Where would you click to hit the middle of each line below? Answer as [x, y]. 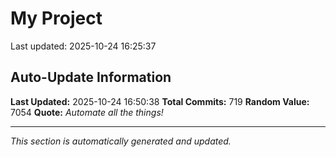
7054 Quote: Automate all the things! [87, 112]
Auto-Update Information [91, 77]
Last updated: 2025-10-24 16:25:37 [83, 46]
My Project [56, 18]
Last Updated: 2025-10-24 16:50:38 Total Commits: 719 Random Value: [160, 101]
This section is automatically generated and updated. [121, 141]
